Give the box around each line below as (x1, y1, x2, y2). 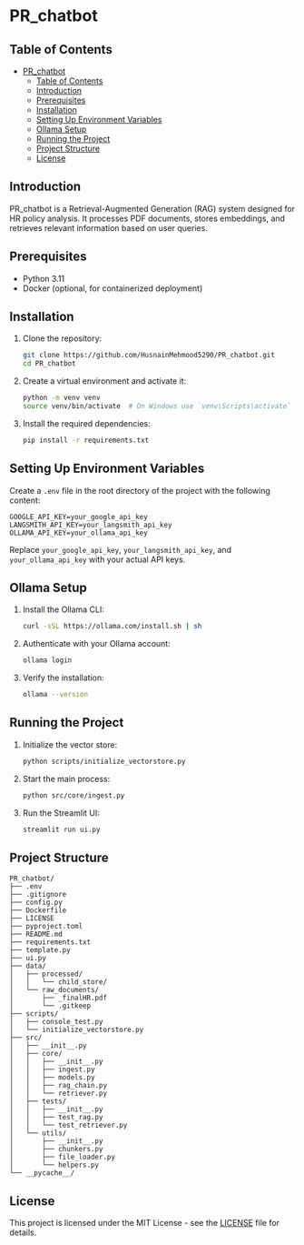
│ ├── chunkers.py (9, 1145, 103, 1154)
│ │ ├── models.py (9, 1073, 95, 1082)
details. (9, 1227, 37, 1238)
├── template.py (9, 946, 71, 955)
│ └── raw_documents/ (9, 986, 100, 995)
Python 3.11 (22, 273, 65, 284)
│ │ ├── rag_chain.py (9, 1081, 107, 1090)
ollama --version (22, 690, 89, 699)
